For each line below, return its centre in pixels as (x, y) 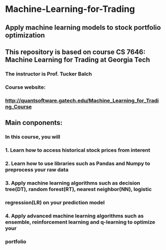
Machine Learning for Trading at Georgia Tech (78, 60)
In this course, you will (33, 137)
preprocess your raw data (37, 170)
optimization (25, 35)
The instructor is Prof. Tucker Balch (49, 74)
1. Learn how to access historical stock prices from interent (78, 150)
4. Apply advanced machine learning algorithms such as (74, 216)
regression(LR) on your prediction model (55, 202)
